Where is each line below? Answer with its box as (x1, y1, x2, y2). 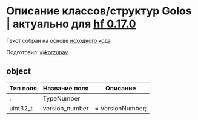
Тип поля (9, 84, 38, 92)
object (6, 66, 31, 77)
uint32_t (9, 104, 33, 112)
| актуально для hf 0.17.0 (6, 17, 136, 31)
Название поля (42, 84, 89, 92)
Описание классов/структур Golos (6, 4, 192, 18)
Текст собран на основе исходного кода (6, 37, 111, 44)
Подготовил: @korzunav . (6, 48, 70, 55)
